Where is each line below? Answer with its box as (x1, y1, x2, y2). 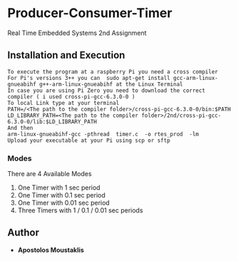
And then (7, 124, 33, 131)
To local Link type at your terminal (7, 99, 120, 106)
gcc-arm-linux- (173, 74, 219, 81)
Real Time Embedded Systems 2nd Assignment (7, 29, 148, 37)
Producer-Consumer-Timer (7, 5, 172, 21)
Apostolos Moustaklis (17, 245, 84, 254)
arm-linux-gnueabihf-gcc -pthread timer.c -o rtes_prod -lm (7, 130, 200, 138)
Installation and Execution (7, 49, 125, 61)
